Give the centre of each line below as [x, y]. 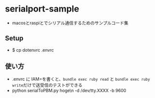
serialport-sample [42, 9]
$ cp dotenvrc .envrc [33, 50]
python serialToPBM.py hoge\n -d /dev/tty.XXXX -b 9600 [69, 90]
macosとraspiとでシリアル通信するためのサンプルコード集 [70, 23]
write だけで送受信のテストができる [47, 85]
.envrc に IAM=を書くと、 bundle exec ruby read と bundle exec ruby [81, 79]
